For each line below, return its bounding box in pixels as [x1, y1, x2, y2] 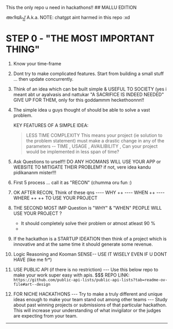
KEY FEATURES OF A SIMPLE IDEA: [13, 122, 89, 128]
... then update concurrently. [13, 76, 74, 82]
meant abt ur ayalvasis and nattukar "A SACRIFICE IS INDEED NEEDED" [13, 91, 164, 97]
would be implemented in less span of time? [26, 149, 120, 155]
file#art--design [13, 282, 51, 287]
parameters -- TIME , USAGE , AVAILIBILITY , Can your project [26, 143, 158, 149]
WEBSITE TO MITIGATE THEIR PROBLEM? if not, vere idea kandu [13, 164, 151, 170]
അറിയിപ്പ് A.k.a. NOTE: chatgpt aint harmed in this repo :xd [6, 14, 130, 20]
